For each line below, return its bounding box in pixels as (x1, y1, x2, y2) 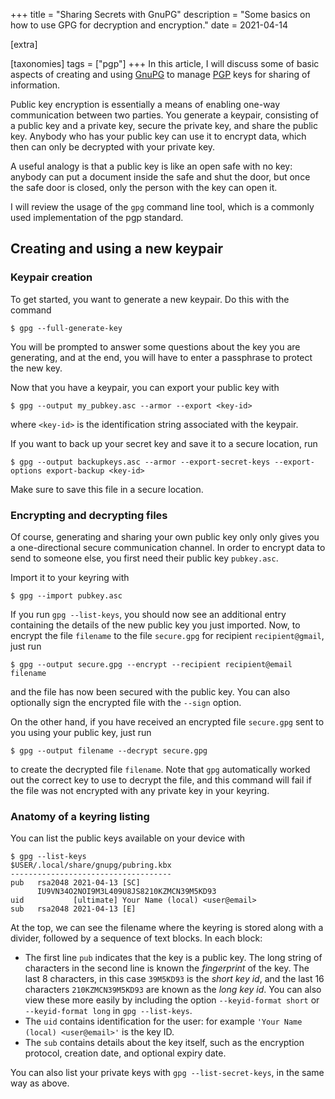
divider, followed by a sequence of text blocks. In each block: (10, 932, 263, 944)
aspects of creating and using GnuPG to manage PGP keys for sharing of (10, 69, 311, 80)
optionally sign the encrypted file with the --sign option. (10, 696, 242, 708)
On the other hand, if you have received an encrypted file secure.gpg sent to (10, 715, 325, 728)
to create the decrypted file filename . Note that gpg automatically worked (10, 763, 311, 775)
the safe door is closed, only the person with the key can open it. (10, 182, 278, 193)
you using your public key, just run (10, 726, 152, 738)
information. (10, 79, 61, 91)
